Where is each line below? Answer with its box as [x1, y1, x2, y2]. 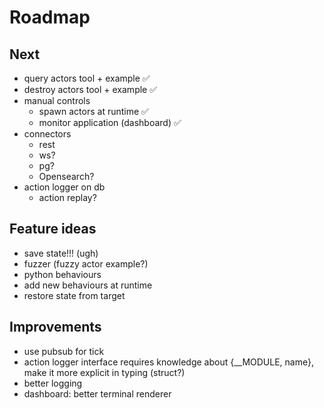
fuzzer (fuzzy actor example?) [23, 257, 149, 270]
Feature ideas [9, 221, 97, 238]
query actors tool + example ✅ [23, 72, 151, 84]
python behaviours [23, 268, 102, 280]
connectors [23, 128, 72, 140]
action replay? [38, 192, 97, 203]
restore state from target [23, 289, 126, 301]
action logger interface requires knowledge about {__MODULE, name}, [23, 356, 314, 368]
